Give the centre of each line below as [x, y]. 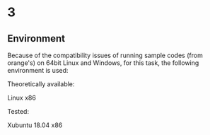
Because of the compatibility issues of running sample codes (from [105, 55]
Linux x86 [22, 98]
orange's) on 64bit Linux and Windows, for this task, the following [103, 63]
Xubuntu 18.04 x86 [35, 125]
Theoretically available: [41, 84]
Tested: [18, 111]
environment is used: [38, 70]
